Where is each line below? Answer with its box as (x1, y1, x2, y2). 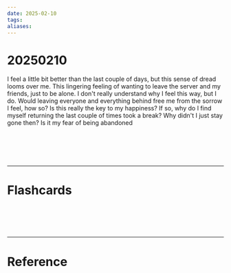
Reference (7, 254, 67, 270)
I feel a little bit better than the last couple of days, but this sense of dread (7, 75, 217, 83)
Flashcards (7, 182, 72, 198)
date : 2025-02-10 (7, 10, 57, 17)
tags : (7, 16, 23, 23)
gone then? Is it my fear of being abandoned (7, 119, 133, 127)
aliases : (7, 23, 32, 29)
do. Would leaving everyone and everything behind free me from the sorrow (7, 97, 223, 105)
